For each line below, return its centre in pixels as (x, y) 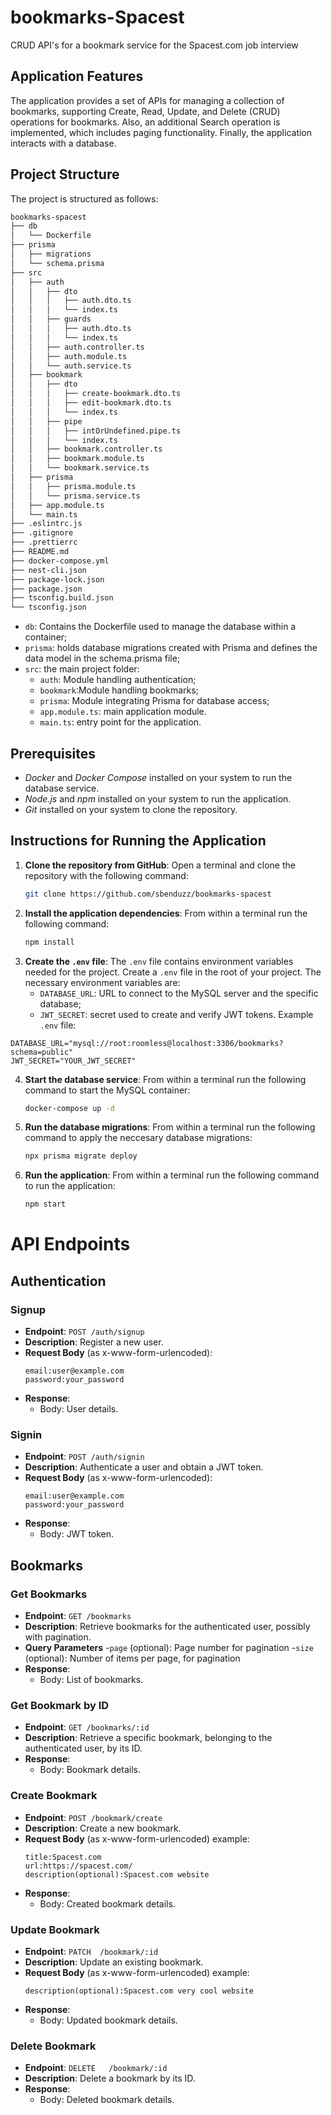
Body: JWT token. (77, 1534)
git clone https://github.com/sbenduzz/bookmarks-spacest (148, 894)
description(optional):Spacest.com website (117, 1874)
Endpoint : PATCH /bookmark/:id (91, 1951)
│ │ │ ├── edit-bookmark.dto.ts (91, 403)
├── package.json (46, 589)
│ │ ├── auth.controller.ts (77, 347)
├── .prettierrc (44, 542)
